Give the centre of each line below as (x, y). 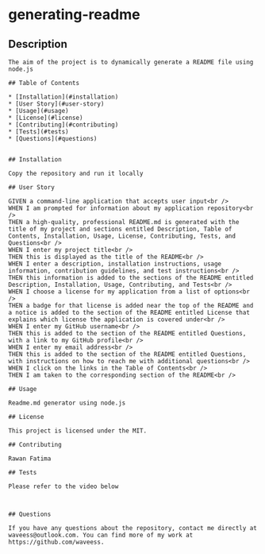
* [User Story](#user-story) (56, 104)
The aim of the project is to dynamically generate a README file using (131, 62)
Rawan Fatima (30, 459)
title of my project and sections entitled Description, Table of (120, 229)
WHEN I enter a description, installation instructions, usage (115, 264)
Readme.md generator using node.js (67, 403)
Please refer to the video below (63, 486)
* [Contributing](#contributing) (63, 125)
